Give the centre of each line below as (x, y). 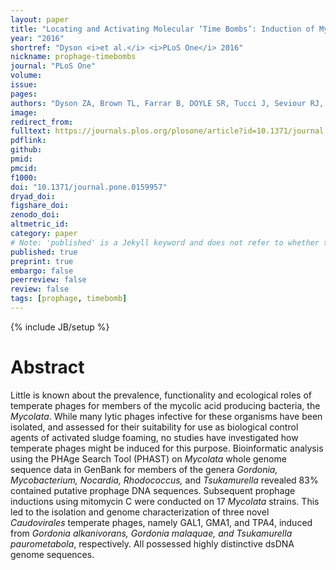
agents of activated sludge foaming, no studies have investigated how (154, 437)
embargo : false (42, 271)
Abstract (47, 367)
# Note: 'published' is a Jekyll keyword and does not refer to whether (165, 242)
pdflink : (28, 141)
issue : (24, 85)
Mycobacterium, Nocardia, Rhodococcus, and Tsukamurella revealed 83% (164, 480)
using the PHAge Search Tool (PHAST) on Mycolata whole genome (148, 458)
